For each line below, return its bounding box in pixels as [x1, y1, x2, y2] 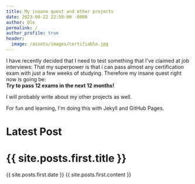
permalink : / [6, 25, 38, 31]
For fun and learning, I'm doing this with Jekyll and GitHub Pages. [6, 105, 165, 112]
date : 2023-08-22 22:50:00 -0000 [6, 14, 88, 20]
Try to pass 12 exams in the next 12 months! [6, 82, 115, 89]
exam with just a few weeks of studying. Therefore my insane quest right [6, 70, 182, 77]
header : [6, 36, 25, 41]
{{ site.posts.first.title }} [6, 152, 127, 165]
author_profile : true [6, 30, 59, 36]
